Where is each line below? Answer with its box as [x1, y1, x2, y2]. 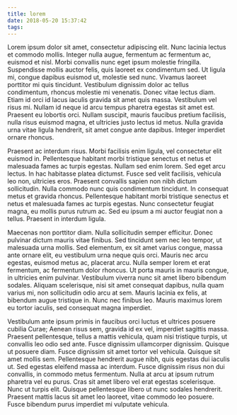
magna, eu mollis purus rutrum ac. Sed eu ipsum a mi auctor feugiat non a [7, 207, 223, 216]
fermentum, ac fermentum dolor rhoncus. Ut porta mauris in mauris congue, [7, 266, 229, 275]
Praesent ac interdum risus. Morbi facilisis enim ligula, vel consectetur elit [7, 147, 222, 156]
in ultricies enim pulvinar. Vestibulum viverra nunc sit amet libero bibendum [7, 273, 226, 282]
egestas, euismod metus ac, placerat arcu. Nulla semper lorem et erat [7, 258, 211, 267]
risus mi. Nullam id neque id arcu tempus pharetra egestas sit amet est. [7, 103, 215, 112]
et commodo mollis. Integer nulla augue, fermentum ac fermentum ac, [7, 50, 211, 59]
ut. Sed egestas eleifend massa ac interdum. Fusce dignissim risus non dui [7, 363, 225, 371]
